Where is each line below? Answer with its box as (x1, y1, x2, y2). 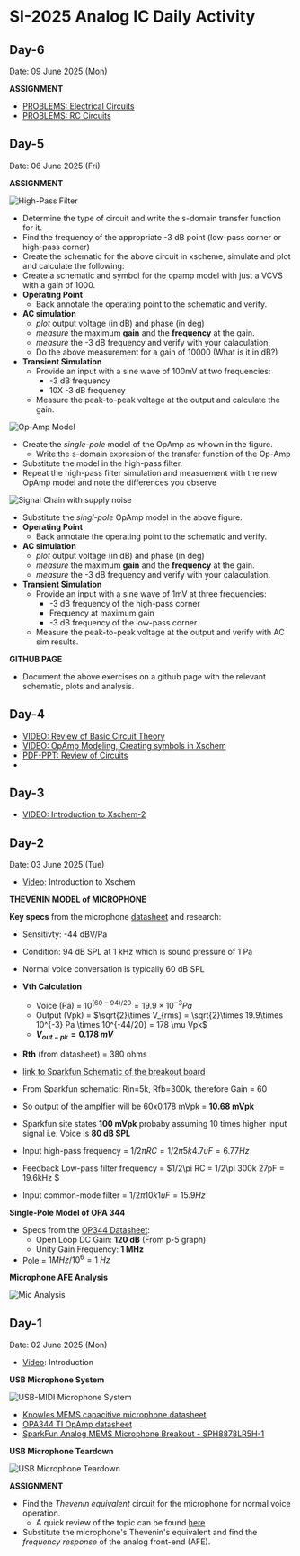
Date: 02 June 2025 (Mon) (9, 1339, 108, 1351)
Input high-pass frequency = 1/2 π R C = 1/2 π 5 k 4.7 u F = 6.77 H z (22, 1145, 250, 1156)
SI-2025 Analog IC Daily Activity (9, 6, 256, 27)
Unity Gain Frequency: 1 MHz (35, 1244, 145, 1255)
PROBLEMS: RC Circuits (22, 111, 111, 121)
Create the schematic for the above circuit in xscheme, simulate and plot (22, 250, 291, 262)
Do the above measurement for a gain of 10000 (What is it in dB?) (35, 346, 278, 357)
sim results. (35, 636, 79, 647)
